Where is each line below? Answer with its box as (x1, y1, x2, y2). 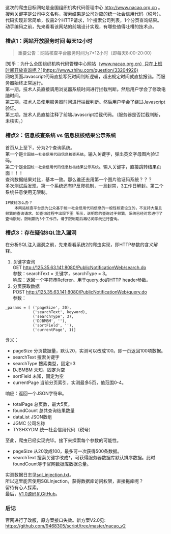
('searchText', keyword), (32, 309, 88, 314)
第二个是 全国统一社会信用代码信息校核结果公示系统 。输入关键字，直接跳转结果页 (5, 163, 161, 169)
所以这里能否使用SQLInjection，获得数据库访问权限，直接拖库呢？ (5, 478, 144, 484)
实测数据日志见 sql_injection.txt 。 (5, 471, 74, 478)
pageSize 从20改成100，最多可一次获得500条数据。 (12, 448, 122, 454)
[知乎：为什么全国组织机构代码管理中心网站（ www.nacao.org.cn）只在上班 (5, 61, 163, 67)
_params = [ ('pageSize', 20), (5, 305, 72, 310)
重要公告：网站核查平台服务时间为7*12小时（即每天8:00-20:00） (17, 50, 155, 56)
